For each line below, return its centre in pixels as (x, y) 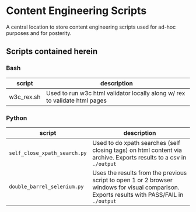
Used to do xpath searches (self (136, 143)
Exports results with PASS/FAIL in (138, 194)
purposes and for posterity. (39, 33)
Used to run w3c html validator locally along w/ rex (116, 93)
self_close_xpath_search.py (48, 153)
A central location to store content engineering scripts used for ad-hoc (91, 27)
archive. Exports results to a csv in (139, 157)
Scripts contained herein (52, 52)
